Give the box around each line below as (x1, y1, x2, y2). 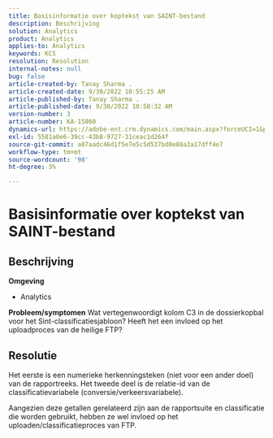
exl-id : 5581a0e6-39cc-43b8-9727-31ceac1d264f (8, 132, 169, 141)
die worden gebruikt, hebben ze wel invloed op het (8, 411, 179, 421)
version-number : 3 (8, 111, 71, 119)
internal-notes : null (8, 65, 82, 73)
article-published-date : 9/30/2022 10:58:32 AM (8, 102, 173, 111)
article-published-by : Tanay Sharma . (8, 95, 140, 103)
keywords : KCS (8, 50, 57, 58)
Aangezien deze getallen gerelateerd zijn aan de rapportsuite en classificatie (8, 403, 265, 413)
